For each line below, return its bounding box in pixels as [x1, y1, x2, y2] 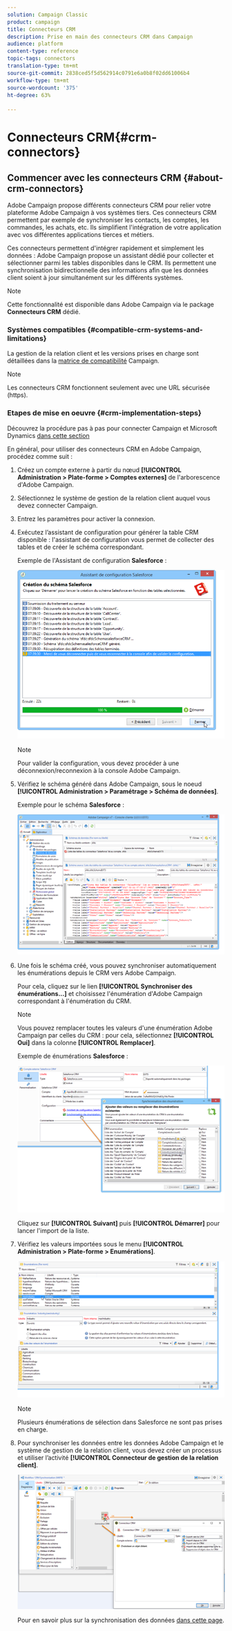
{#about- [183, 172, 224, 184]
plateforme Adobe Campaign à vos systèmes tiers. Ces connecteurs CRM [7, 209, 217, 217]
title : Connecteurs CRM [7, 26, 76, 33]
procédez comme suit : [7, 452, 72, 460]
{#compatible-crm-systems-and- [87, 325, 204, 335]
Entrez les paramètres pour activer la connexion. [17, 514, 155, 523]
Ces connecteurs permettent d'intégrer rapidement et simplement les [7, 244, 204, 252]
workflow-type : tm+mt [7, 77, 70, 84]
